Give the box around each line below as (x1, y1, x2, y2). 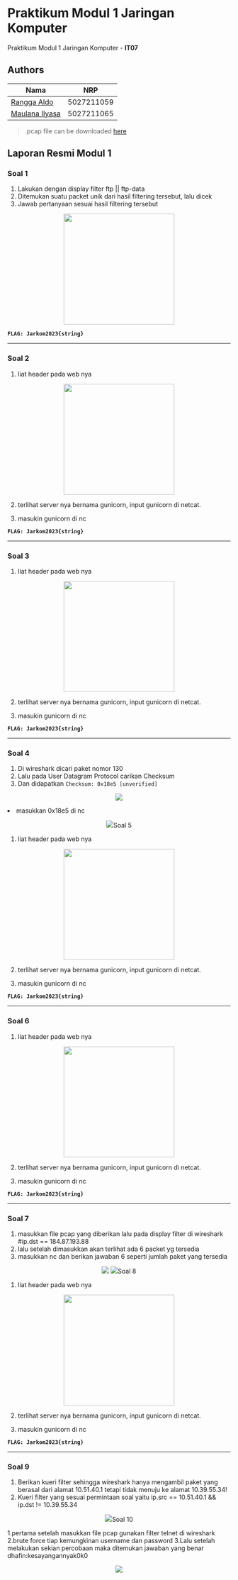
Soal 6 (7, 1016, 30, 1026)
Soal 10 (112, 1515, 133, 1524)
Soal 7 (7, 1213, 30, 1223)
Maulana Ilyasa (11, 109, 62, 118)
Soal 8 (118, 1267, 137, 1275)
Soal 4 (7, 748, 30, 758)
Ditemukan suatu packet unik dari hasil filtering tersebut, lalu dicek (17, 192, 212, 201)
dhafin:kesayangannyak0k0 (7, 1552, 89, 1560)
